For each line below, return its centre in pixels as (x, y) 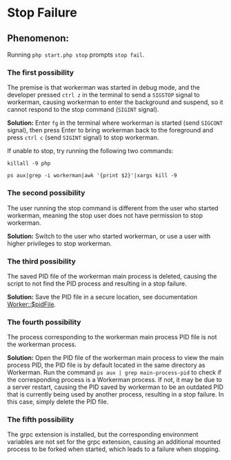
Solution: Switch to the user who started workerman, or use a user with (109, 236)
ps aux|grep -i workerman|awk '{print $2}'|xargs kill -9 (92, 176)
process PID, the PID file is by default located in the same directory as (106, 365)
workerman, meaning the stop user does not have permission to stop (105, 215)
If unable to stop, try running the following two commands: (90, 151)
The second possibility (46, 193)
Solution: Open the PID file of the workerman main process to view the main (115, 358)
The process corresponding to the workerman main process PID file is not (112, 337)
